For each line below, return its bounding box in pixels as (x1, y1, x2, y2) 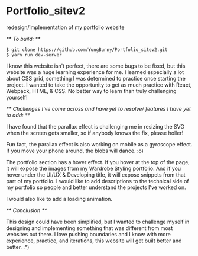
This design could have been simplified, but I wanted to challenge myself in (6, 218, 190, 225)
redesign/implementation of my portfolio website (6, 24, 125, 31)
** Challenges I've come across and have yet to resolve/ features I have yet (6, 105, 191, 112)
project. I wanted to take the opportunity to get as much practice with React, (6, 81, 192, 88)
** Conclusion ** (6, 206, 47, 214)
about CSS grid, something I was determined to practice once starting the (6, 75, 186, 82)
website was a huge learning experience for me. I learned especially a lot (6, 68, 184, 75)
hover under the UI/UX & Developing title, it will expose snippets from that (6, 171, 186, 178)
